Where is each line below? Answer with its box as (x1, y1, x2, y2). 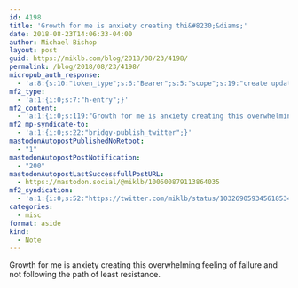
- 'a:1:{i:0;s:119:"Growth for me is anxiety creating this (17, 112, 244, 121)
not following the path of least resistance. (9, 269, 161, 280)
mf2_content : (9, 104, 58, 113)
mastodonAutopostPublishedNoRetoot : (9, 136, 145, 145)
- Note (17, 236, 42, 245)
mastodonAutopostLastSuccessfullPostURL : (9, 169, 165, 178)
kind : (9, 227, 29, 236)
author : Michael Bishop (9, 37, 98, 47)
